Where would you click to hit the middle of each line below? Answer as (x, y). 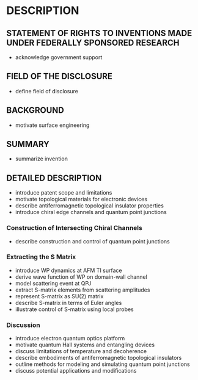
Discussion (24, 325)
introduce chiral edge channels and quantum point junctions (91, 212)
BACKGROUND (35, 110)
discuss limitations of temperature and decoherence (81, 351)
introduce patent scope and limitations (64, 193)
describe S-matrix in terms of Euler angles (68, 303)
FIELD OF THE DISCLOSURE (60, 77)
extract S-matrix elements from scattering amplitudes (82, 290)
